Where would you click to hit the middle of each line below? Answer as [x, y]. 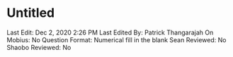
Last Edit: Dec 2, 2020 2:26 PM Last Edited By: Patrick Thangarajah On [110, 32]
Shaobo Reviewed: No [39, 47]
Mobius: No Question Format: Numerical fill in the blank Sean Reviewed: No [116, 39]
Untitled [31, 13]
